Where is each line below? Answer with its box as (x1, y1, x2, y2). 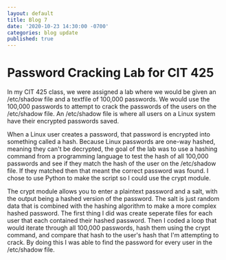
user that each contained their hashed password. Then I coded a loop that (7, 217, 217, 225)
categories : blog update (7, 29, 78, 36)
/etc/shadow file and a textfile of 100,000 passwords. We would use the (7, 95, 210, 104)
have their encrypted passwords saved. (7, 117, 120, 126)
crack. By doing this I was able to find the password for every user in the (7, 238, 213, 247)
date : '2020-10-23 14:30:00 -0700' (7, 23, 109, 29)
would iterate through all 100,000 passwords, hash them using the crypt (7, 224, 211, 232)
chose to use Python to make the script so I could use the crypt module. (7, 174, 212, 182)
